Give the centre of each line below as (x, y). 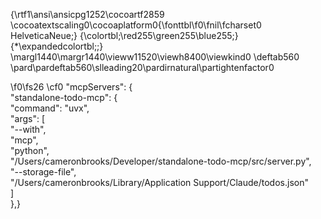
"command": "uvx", (50, 108)
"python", (30, 150)
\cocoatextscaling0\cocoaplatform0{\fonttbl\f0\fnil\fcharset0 (136, 25)
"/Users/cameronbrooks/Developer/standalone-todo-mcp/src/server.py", (161, 161)
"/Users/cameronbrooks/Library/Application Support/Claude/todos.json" (159, 182)
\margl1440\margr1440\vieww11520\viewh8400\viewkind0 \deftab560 (155, 57)
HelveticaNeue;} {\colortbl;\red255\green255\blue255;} (124, 35)
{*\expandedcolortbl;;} (57, 46)
